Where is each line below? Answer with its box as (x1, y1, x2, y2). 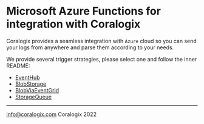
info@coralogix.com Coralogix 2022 (6, 111, 97, 118)
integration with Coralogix (6, 17, 141, 31)
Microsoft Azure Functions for (6, 4, 161, 18)
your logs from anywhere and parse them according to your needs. (6, 44, 174, 51)
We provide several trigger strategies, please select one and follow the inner (6, 55, 197, 63)
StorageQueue (15, 93, 52, 100)
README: (6, 62, 30, 69)
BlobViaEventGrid (15, 86, 59, 94)
